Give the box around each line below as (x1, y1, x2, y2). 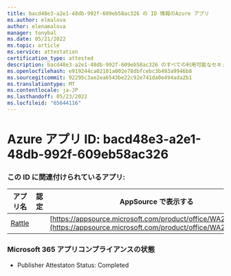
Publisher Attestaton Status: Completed (16, 261, 129, 269)
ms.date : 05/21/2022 (7, 36, 67, 43)
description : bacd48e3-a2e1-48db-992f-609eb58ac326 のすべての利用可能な (7, 61, 212, 68)
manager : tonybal (7, 29, 57, 36)
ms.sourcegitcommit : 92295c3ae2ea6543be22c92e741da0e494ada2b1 (7, 74, 192, 81)
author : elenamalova (7, 23, 67, 30)
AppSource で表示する (119, 197, 194, 206)
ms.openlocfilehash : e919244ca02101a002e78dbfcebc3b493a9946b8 (7, 67, 192, 74)
